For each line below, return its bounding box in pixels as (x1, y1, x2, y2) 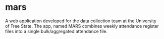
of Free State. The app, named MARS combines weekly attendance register (5, 23, 159, 29)
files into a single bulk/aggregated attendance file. (5, 28, 108, 34)
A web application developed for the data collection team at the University (5, 18, 157, 24)
